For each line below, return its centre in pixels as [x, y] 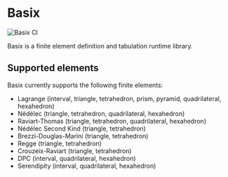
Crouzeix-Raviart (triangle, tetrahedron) [74, 151]
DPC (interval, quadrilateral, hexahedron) [76, 158]
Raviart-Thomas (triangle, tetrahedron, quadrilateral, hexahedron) [112, 121]
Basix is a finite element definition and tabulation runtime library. [100, 46]
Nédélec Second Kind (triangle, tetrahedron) [81, 129]
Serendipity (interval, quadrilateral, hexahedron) [87, 166]
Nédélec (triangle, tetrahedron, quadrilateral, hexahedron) [101, 113]
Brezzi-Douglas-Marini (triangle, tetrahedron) [83, 136]
